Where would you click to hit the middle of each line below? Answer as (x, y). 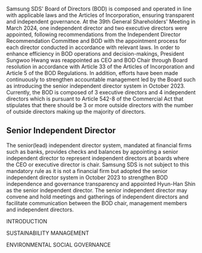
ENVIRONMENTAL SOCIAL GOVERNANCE (58, 245)
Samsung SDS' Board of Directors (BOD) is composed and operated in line (99, 9)
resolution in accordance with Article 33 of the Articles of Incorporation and (100, 67)
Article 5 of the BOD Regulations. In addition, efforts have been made (92, 73)
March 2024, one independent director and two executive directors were (97, 28)
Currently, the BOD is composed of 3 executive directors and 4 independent (101, 92)
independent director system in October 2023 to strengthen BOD (87, 177)
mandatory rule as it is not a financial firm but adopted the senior (87, 171)
